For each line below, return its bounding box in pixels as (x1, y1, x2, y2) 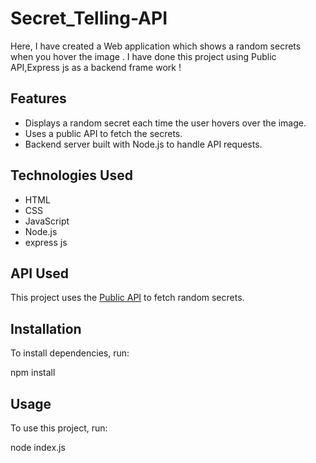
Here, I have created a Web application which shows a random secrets (10, 40, 302, 52)
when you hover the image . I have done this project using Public (10, 50, 277, 62)
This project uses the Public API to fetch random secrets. (10, 292, 245, 304)
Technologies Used (10, 167, 133, 184)
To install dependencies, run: (10, 347, 130, 359)
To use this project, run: (10, 422, 108, 434)
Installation (10, 320, 82, 337)
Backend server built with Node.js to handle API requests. (24, 138, 263, 150)
